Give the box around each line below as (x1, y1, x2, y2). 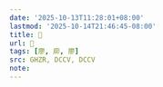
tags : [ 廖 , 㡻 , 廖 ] (9, 47, 79, 56)
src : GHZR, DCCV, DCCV (9, 55, 96, 64)
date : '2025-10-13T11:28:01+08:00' (9, 13, 145, 23)
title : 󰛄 (9, 30, 43, 39)
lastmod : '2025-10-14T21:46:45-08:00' (9, 22, 157, 31)
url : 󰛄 (9, 38, 35, 48)
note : (9, 64, 30, 73)
